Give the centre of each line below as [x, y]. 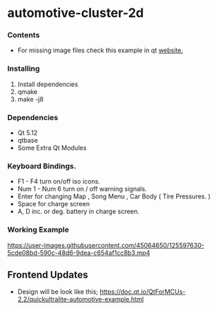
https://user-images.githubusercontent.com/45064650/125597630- [106, 245]
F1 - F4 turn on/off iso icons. [59, 181]
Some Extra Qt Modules [52, 148]
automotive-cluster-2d [76, 13]
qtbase [28, 141]
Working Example [38, 229]
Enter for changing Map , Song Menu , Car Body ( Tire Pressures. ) [114, 196]
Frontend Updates [48, 275]
